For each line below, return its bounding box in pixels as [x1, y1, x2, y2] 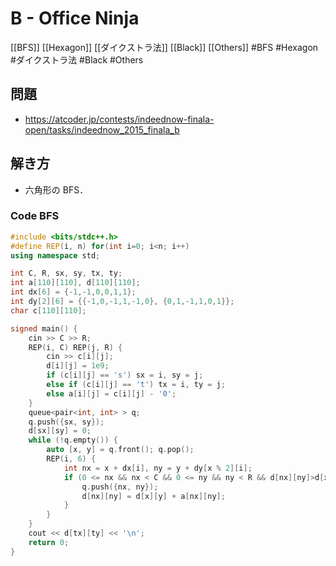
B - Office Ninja [10, 7, 140, 30]
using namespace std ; [10, 250, 101, 261]
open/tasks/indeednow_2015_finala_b [24, 123, 180, 136]
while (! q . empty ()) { [28, 435, 118, 446]
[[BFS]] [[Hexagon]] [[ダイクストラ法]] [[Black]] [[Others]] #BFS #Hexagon [10, 41, 319, 53]
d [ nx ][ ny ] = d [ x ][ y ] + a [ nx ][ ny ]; [81, 491, 226, 501]
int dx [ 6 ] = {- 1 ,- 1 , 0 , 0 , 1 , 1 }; [10, 287, 137, 297]
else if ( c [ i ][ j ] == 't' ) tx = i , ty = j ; [46, 380, 226, 390]
